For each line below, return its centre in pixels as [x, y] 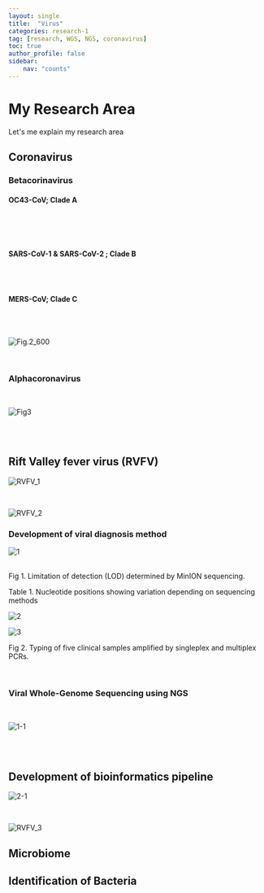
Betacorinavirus [41, 180]
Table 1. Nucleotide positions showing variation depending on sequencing [132, 592]
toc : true [25, 46]
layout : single [34, 16]
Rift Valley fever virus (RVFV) [84, 462]
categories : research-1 [49, 31]
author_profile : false [47, 54]
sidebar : [23, 62]
